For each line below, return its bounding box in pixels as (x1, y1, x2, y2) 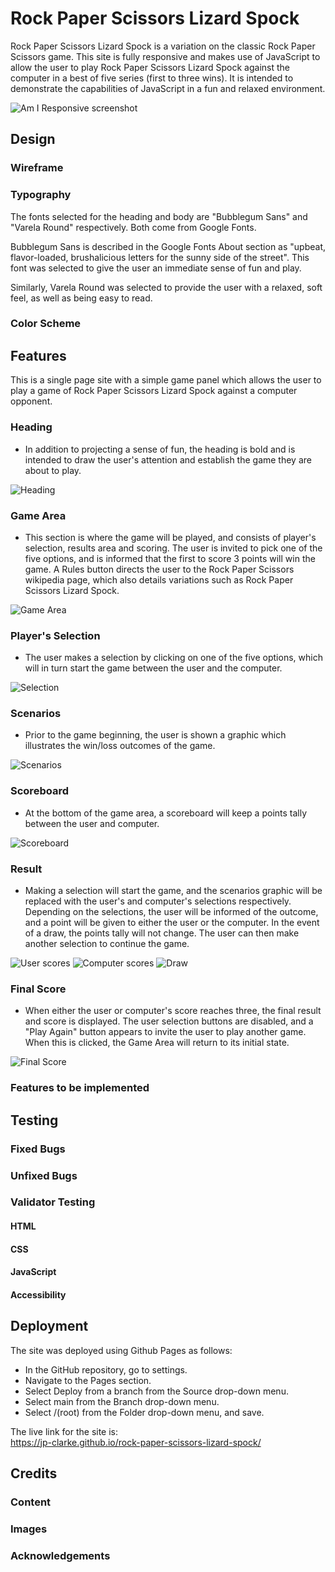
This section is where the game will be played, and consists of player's (24, 531, 317, 543)
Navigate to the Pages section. (24, 1374, 152, 1386)
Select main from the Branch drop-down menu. (24, 1395, 220, 1407)
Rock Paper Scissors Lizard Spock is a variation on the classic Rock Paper (10, 40, 316, 52)
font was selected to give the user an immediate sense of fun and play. (10, 262, 302, 274)
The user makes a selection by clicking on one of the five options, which (24, 652, 323, 664)
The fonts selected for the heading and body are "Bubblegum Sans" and (10, 210, 308, 222)
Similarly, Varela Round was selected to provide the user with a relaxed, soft (10, 281, 323, 293)
